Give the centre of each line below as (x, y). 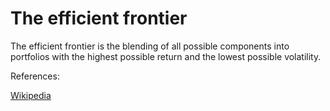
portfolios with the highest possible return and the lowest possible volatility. (166, 56)
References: (35, 76)
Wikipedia (31, 95)
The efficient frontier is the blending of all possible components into (150, 46)
